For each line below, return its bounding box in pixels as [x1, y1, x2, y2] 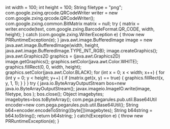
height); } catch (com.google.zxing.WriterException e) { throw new [5, 32, 145, 37]
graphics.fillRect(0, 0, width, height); [5, 64, 82, 70]
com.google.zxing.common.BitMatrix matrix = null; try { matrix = [5, 20, 140, 27]
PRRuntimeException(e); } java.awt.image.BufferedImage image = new [5, 37, 153, 43]
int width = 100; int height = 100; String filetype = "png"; [5, 5, 123, 10]
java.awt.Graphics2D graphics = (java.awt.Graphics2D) [5, 53, 121, 59]
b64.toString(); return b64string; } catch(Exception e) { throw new [5, 113, 144, 119]
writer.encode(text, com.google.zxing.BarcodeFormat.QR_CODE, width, [5, 26, 155, 32]
